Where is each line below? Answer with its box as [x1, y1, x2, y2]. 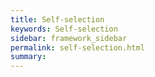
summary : [10, 52, 47, 62]
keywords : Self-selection [10, 24, 118, 34]
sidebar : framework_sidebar [10, 33, 128, 43]
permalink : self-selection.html [10, 42, 145, 53]
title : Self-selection [10, 14, 105, 25]
